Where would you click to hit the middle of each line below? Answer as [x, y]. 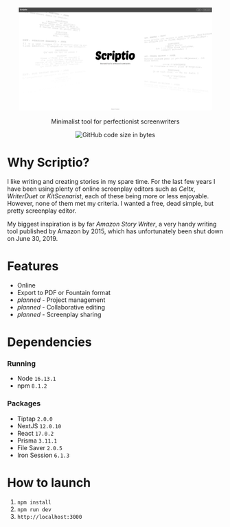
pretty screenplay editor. [42, 211]
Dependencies [49, 342]
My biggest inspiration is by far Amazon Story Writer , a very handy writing [112, 224]
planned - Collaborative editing [61, 307]
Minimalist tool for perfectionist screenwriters [115, 121]
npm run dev [34, 510]
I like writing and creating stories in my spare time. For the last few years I [111, 181]
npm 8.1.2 [32, 386]
